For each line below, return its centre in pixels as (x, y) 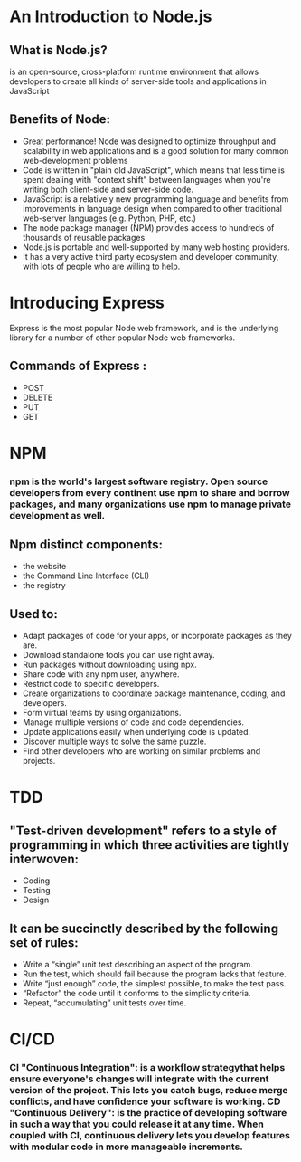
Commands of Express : (78, 366)
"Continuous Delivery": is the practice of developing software (148, 1113)
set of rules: (44, 943)
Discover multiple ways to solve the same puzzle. (114, 742)
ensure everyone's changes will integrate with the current (139, 1079)
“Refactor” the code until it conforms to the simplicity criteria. (136, 994)
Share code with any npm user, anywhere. (101, 674)
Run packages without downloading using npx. (109, 665)
